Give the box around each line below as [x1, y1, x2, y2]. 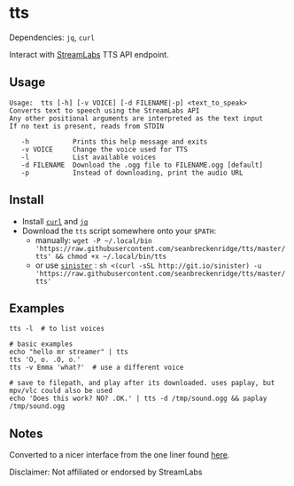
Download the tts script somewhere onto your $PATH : [21, 225, 217, 236]
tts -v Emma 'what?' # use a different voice [9, 363, 184, 372]
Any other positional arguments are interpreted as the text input [9, 114, 264, 122]
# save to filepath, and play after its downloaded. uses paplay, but [9, 379, 275, 388]
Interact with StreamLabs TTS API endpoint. [9, 49, 170, 59]
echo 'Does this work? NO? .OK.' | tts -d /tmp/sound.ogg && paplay [9, 394, 267, 404]
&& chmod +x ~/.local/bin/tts [55, 252, 166, 261]
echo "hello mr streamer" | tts [9, 348, 128, 357]
